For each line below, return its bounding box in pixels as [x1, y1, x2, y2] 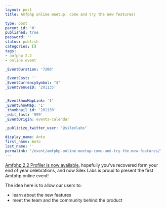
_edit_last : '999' [5, 112, 43, 117]
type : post [5, 21, 28, 26]
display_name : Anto [5, 135, 45, 139]
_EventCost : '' [5, 75, 37, 81]
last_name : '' [5, 144, 35, 149]
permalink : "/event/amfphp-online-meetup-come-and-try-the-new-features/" [5, 148, 163, 153]
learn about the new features [12, 192, 72, 198]
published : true [5, 30, 39, 35]
